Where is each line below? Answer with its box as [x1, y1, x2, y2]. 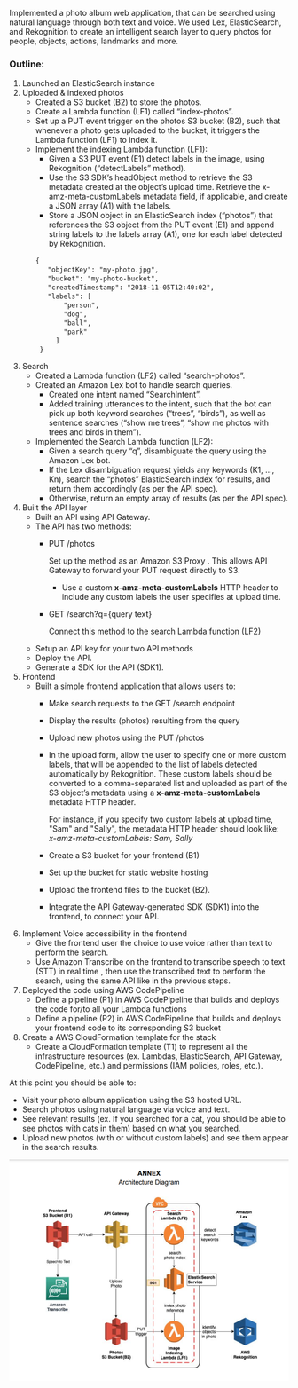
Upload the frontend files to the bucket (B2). [48, 885, 210, 895]
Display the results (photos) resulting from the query [48, 715, 240, 726]
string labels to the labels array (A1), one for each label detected [48, 229, 283, 240]
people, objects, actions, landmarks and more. [9, 35, 179, 46]
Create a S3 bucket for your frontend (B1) [48, 850, 200, 861]
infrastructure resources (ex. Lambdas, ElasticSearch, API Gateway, [35, 1051, 283, 1061]
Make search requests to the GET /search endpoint [48, 698, 236, 709]
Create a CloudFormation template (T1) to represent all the [35, 1042, 248, 1053]
